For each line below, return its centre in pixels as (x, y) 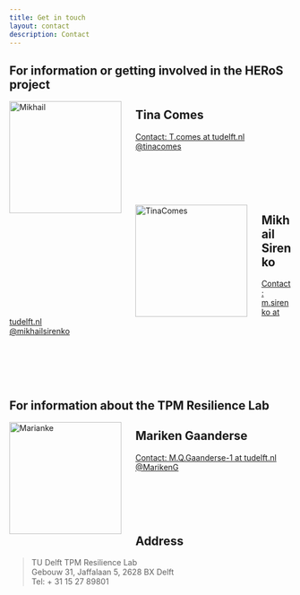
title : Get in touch (48, 17)
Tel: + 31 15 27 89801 (70, 582)
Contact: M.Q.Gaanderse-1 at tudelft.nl (206, 457)
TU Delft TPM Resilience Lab (84, 563)
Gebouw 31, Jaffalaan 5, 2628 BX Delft (103, 572)
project (30, 85)
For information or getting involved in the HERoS (146, 70)
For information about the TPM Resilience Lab (140, 405)
